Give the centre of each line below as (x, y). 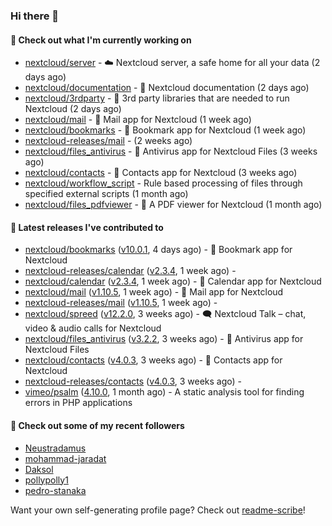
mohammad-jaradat (65, 458)
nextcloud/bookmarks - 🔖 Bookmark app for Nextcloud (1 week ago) (165, 130)
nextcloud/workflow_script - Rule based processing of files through (163, 183)
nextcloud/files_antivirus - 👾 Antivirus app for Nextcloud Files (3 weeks (171, 151)
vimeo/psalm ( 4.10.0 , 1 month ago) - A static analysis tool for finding (164, 392)
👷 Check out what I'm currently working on (101, 40)
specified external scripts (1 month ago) (106, 194)
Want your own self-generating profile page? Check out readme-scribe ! (158, 510)
